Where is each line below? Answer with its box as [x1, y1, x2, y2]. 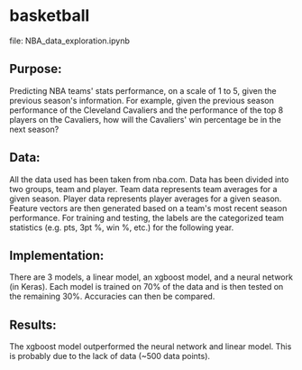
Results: [9, 317, 57, 332]
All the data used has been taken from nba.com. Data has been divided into [9, 173, 289, 185]
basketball [9, 5, 90, 26]
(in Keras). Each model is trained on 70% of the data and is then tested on [9, 282, 284, 292]
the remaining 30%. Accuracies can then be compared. [9, 291, 215, 302]
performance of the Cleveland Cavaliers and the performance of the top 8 [9, 105, 284, 116]
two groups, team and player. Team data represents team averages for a [9, 183, 278, 194]
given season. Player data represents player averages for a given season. [9, 193, 282, 204]
